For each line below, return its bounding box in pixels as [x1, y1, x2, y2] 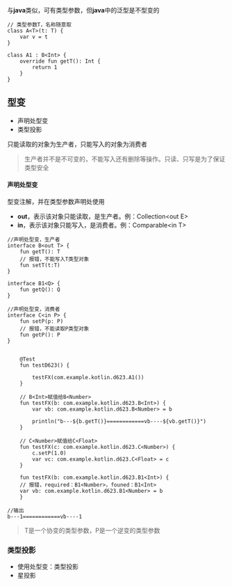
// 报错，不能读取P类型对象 [19, 326, 90, 333]
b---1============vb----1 [7, 514, 82, 521]
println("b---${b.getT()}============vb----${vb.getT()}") [32, 418, 207, 425]
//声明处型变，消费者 [7, 306, 60, 313]
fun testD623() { [19, 362, 70, 369]
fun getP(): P [19, 331, 60, 339]
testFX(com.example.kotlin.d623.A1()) [32, 374, 144, 381]
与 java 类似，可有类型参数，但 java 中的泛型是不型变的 [7, 6, 160, 14]
